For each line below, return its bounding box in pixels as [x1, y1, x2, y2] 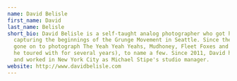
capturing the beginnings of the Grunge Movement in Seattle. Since [13, 37, 219, 44]
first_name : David [7, 17, 61, 24]
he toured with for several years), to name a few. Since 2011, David [13, 50, 226, 57]
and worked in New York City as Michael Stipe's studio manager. [13, 56, 210, 63]
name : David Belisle [7, 10, 68, 18]
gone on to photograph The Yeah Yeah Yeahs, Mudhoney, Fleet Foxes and [13, 43, 229, 50]
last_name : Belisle [7, 23, 65, 30]
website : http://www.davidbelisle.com [7, 63, 121, 70]
